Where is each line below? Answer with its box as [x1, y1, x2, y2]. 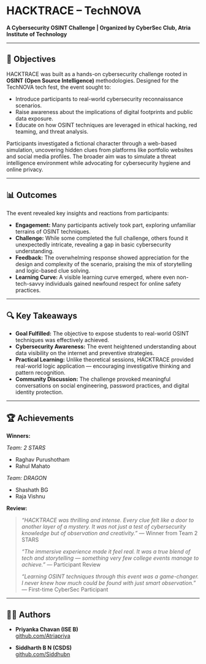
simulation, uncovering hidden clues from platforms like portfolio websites [6, 146, 193, 153]
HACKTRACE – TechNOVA [6, 4, 142, 18]
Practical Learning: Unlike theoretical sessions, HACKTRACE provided [15, 356, 194, 364]
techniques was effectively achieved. [15, 337, 109, 344]
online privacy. [6, 166, 44, 173]
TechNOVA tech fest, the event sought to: [6, 83, 112, 91]
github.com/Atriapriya [15, 632, 71, 639]
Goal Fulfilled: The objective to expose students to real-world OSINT [15, 330, 189, 337]
